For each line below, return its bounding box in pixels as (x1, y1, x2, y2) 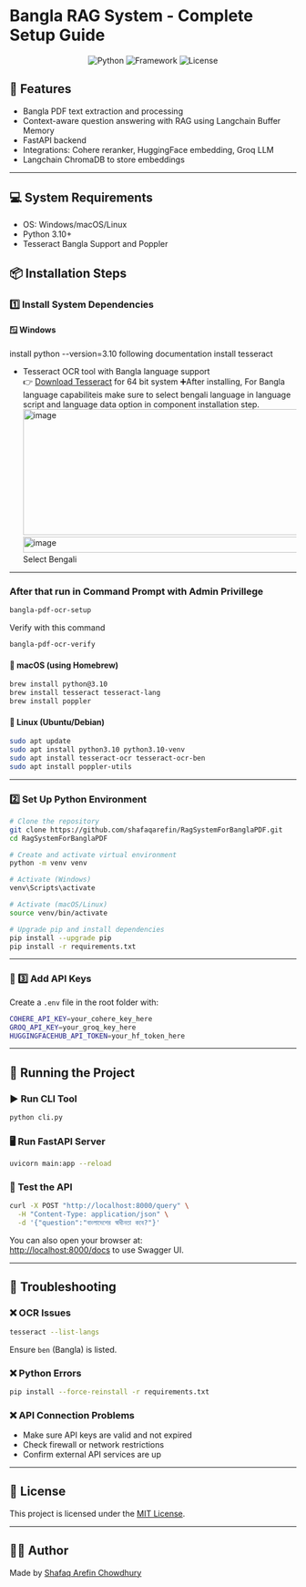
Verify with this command (9, 622, 106, 633)
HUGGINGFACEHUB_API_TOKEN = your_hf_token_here (9, 1031, 185, 1040)
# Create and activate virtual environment (9, 850, 178, 859)
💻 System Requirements (9, 190, 153, 206)
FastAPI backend (22, 134, 87, 146)
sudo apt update (9, 737, 71, 746)
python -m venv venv (9, 858, 88, 868)
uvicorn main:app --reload (9, 1159, 112, 1169)
